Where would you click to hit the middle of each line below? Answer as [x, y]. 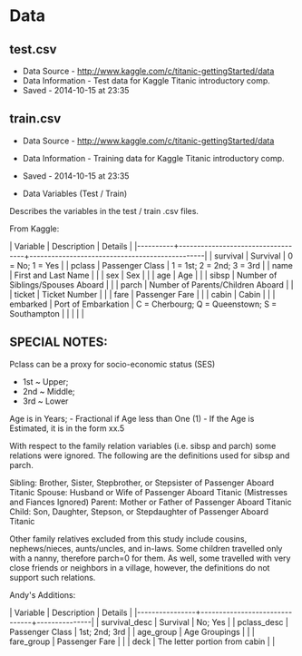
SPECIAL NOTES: [59, 343]
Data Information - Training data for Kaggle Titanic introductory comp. [153, 158]
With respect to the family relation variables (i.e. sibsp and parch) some [143, 445]
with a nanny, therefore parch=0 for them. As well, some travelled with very [150, 558]
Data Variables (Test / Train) [75, 193]
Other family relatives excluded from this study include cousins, [128, 539]
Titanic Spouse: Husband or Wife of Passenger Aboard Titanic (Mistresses [149, 492]
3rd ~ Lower [45, 401]
